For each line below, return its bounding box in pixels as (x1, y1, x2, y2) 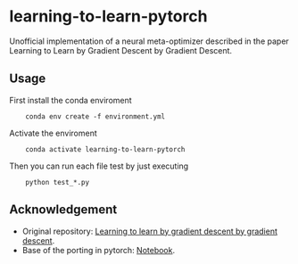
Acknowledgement (9, 202, 118, 218)
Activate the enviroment (9, 128, 97, 138)
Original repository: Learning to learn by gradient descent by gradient (21, 226, 278, 236)
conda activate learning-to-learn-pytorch (25, 144, 186, 153)
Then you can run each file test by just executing (9, 161, 189, 171)
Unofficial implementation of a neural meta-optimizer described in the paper (9, 36, 290, 46)
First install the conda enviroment (9, 95, 132, 105)
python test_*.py (25, 177, 90, 186)
